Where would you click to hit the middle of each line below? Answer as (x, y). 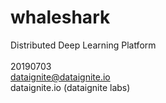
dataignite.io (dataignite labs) (70, 87)
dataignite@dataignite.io (60, 77)
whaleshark (60, 17)
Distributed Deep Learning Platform (83, 45)
